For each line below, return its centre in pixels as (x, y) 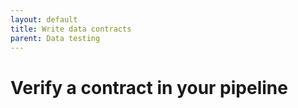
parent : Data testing (55, 38)
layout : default (44, 19)
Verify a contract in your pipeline (149, 87)
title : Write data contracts (71, 29)
